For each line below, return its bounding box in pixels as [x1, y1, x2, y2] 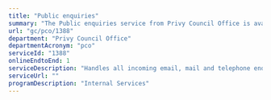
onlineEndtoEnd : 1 [8, 57, 70, 65]
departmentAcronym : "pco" [8, 42, 95, 50]
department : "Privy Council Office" [8, 34, 131, 43]
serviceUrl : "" [8, 72, 60, 80]
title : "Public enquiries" [8, 11, 99, 20]
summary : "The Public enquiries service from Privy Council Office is [8, 19, 251, 27]
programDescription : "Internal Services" [8, 79, 150, 87]
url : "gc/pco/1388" [8, 27, 74, 35]
